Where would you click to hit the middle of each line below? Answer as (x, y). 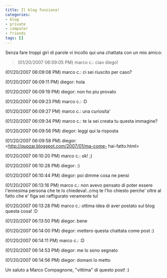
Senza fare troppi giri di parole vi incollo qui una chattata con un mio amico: (84, 52)
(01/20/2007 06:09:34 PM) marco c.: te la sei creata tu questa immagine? (81, 121)
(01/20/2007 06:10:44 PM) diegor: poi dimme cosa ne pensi (67, 175)
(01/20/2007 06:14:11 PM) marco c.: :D (45, 240)
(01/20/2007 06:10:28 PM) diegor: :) (43, 165)
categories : (18, 15)
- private (16, 24)
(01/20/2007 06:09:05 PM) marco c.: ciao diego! (68, 62)
